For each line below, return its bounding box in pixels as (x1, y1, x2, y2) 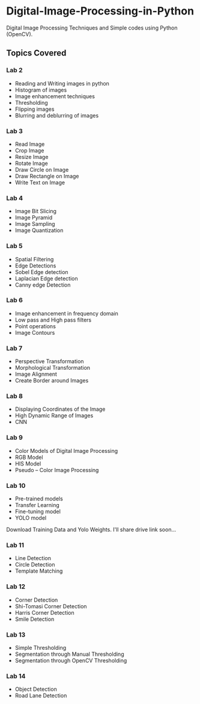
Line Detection (14, 555, 51, 562)
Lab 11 (6, 541, 25, 549)
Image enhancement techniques (14, 92, 95, 100)
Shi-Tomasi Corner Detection (14, 602, 87, 609)
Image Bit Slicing (14, 208, 57, 215)
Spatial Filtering (14, 255, 54, 263)
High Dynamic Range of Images (14, 412, 94, 419)
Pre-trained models (14, 495, 63, 502)
